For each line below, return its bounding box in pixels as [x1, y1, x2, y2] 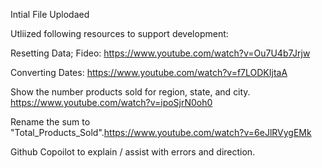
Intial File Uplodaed [10, 9, 90, 20]
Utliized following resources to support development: [10, 28, 229, 39]
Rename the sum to [10, 116, 91, 128]
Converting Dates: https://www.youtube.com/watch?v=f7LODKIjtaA [10, 67, 288, 78]
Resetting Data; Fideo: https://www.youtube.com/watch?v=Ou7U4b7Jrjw [10, 47, 311, 59]
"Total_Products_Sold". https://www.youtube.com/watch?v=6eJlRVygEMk [10, 127, 312, 138]
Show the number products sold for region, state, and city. [10, 86, 251, 98]
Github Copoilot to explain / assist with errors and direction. [10, 146, 256, 158]
